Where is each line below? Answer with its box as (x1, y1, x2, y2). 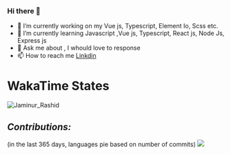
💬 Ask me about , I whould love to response (17, 44, 141, 52)
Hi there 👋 (7, 6, 41, 16)
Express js (17, 37, 47, 45)
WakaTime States (7, 79, 110, 94)
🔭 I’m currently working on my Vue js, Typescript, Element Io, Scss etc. (17, 22, 219, 30)
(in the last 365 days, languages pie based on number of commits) (7, 141, 196, 149)
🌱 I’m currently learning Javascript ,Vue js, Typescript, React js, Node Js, (17, 29, 225, 37)
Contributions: (7, 121, 72, 133)
